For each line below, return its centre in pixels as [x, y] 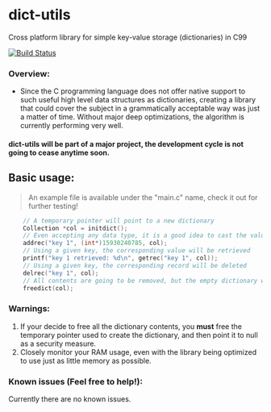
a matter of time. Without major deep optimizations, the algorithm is [132, 117]
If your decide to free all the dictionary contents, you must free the [131, 326]
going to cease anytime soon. [59, 152]
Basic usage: [42, 178]
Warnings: [29, 309]
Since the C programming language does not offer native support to [133, 91]
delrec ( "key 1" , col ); [61, 273]
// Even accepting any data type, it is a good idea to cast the [135, 235]
